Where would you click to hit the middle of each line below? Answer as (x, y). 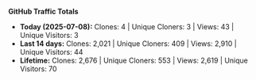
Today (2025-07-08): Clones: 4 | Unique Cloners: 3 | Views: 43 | (127, 27)
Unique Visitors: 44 (51, 52)
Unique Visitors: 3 (49, 35)
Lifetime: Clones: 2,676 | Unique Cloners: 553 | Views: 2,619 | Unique (134, 60)
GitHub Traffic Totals (43, 11)
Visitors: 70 (38, 69)
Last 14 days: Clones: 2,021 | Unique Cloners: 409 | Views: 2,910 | (128, 44)
